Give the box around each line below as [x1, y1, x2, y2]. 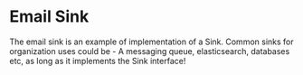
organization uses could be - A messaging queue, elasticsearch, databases [9, 45, 290, 56]
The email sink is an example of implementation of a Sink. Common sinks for [9, 36, 294, 47]
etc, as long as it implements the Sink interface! [9, 55, 186, 66]
